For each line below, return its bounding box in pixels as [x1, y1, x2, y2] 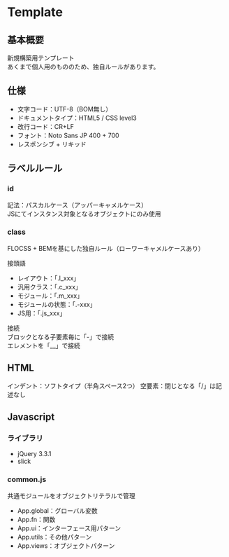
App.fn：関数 [17, 515, 56, 523]
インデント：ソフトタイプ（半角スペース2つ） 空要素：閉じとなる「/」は [7, 381, 216, 390]
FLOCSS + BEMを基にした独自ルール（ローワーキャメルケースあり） [7, 244, 205, 252]
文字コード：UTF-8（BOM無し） [17, 104, 112, 113]
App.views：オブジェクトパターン [17, 541, 115, 550]
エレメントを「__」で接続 [7, 341, 80, 350]
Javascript [7, 411, 55, 422]
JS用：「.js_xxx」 [17, 309, 66, 317]
